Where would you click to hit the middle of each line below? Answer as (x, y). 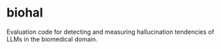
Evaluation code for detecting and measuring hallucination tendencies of (110, 32)
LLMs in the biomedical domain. (52, 39)
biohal (25, 13)
